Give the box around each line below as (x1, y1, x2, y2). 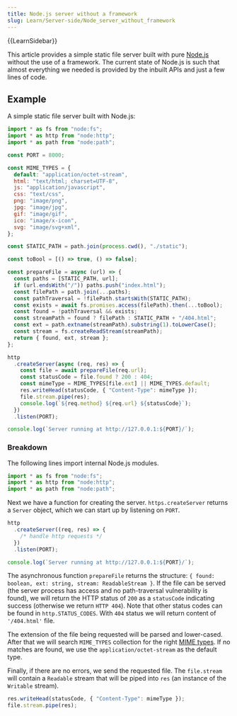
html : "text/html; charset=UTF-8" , (13, 178, 119, 185)
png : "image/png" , (13, 198, 69, 205)
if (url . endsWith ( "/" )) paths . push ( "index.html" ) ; (13, 281, 166, 289)
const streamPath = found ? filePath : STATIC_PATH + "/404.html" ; (13, 314, 217, 322)
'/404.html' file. (7, 617, 55, 625)
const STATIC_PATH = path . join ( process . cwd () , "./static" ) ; (7, 243, 189, 250)
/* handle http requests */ (20, 533, 103, 540)
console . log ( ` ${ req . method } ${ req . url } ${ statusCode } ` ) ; (20, 399, 192, 407)
